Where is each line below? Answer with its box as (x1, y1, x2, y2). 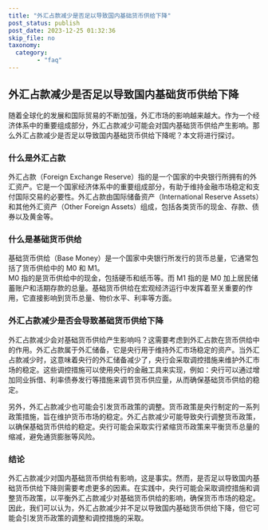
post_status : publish (8, 19, 81, 27)
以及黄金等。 (14, 212, 57, 221)
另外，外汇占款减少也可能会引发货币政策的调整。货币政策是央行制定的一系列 (8, 401, 260, 411)
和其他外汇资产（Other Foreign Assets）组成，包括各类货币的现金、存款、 (8, 201, 253, 212)
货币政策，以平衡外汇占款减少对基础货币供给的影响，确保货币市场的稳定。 (14, 492, 260, 503)
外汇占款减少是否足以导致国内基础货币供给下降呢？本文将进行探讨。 (14, 130, 239, 140)
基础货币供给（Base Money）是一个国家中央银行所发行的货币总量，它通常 (8, 253, 252, 263)
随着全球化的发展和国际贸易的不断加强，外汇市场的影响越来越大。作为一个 (8, 110, 253, 120)
